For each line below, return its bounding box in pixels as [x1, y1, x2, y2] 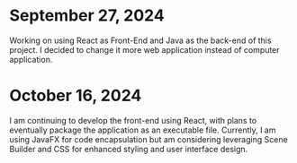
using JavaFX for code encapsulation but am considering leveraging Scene [9, 133, 288, 144]
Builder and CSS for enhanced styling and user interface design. [9, 143, 248, 154]
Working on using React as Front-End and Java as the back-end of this [9, 35, 272, 46]
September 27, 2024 [9, 5, 165, 26]
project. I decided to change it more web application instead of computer [9, 44, 281, 55]
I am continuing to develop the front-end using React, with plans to [9, 115, 257, 125]
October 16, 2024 [9, 86, 142, 106]
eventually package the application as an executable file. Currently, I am [9, 124, 276, 135]
